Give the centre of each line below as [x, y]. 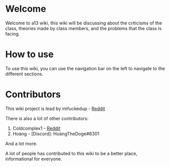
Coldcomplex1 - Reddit [36, 128]
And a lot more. [21, 144]
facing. [13, 34]
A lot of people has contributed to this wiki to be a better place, [71, 153]
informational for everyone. [34, 159]
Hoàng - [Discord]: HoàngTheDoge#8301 [56, 133]
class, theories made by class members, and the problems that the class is [83, 28]
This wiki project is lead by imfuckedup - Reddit [55, 108]
